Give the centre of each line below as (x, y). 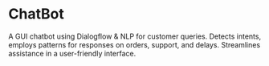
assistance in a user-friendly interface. (72, 53)
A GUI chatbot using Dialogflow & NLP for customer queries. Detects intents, (135, 36)
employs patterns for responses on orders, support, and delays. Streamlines (134, 44)
